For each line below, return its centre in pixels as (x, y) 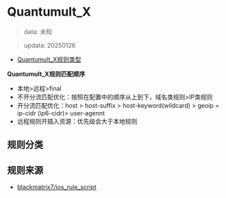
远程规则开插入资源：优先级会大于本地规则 (77, 121)
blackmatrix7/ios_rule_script (57, 187)
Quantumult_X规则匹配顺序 (46, 74)
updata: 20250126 (50, 45)
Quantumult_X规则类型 (49, 59)
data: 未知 (38, 31)
